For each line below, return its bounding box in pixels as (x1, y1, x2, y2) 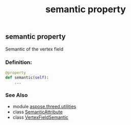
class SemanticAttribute (12, 109, 63, 115)
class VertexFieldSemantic (12, 114, 69, 120)
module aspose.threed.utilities (12, 103, 76, 109)
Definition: (5, 59, 32, 66)
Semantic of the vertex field (5, 46, 64, 52)
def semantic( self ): (5, 75, 49, 80)
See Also (5, 92, 28, 99)
